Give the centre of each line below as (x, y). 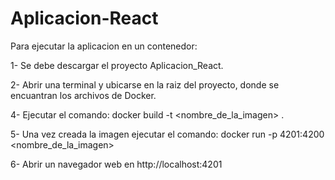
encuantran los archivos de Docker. (83, 95)
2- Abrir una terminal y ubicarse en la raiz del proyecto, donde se (145, 84)
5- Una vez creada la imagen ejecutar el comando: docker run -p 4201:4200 (167, 134)
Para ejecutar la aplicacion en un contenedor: (104, 46)
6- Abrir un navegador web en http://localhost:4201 (116, 164)
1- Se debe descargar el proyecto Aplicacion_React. (117, 65)
